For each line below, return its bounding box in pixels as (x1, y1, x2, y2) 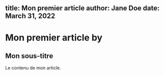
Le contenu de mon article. (5, 65, 62, 71)
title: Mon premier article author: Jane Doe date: (5, 4, 160, 12)
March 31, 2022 (5, 12, 56, 20)
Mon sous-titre (5, 51, 53, 60)
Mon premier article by (5, 32, 102, 43)
